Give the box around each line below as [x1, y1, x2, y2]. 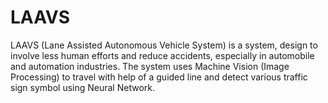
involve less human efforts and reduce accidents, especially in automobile [10, 49, 315, 61]
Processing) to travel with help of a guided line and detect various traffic [10, 71, 308, 83]
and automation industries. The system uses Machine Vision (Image [10, 60, 290, 72]
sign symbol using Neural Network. [10, 81, 155, 93]
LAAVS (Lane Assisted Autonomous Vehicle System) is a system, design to [10, 39, 318, 51]
